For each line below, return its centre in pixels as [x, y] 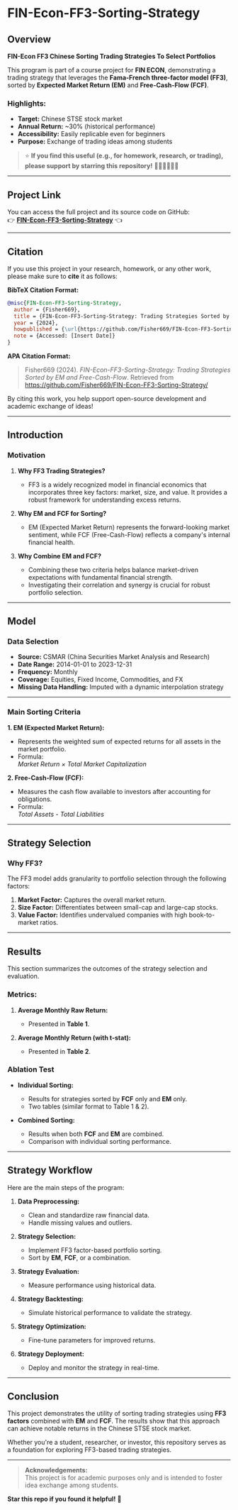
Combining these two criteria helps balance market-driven [113, 570]
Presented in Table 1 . [59, 1024]
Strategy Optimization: [52, 1326]
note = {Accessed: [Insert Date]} [64, 336]
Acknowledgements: [56, 1470]
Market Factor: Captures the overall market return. [92, 900]
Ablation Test [31, 1069]
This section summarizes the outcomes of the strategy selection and [107, 969]
